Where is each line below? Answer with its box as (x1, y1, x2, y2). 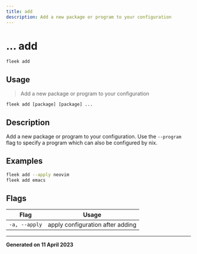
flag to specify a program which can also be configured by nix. (6, 139, 158, 147)
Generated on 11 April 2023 (6, 241, 74, 248)
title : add (6, 8, 33, 15)
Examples (6, 156, 43, 166)
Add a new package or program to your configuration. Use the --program (6, 133, 182, 140)
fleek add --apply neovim (6, 171, 69, 178)
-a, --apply (9, 221, 43, 228)
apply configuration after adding (47, 221, 137, 229)
